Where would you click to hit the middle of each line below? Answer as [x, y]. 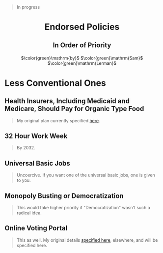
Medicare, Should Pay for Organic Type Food [74, 109]
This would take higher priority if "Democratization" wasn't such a [83, 208]
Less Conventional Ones [55, 83]
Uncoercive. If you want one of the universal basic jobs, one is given [86, 175]
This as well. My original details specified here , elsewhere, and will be [87, 240]
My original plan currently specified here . [58, 120]
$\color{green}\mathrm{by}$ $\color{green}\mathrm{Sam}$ [82, 58]
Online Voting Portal [36, 228]
